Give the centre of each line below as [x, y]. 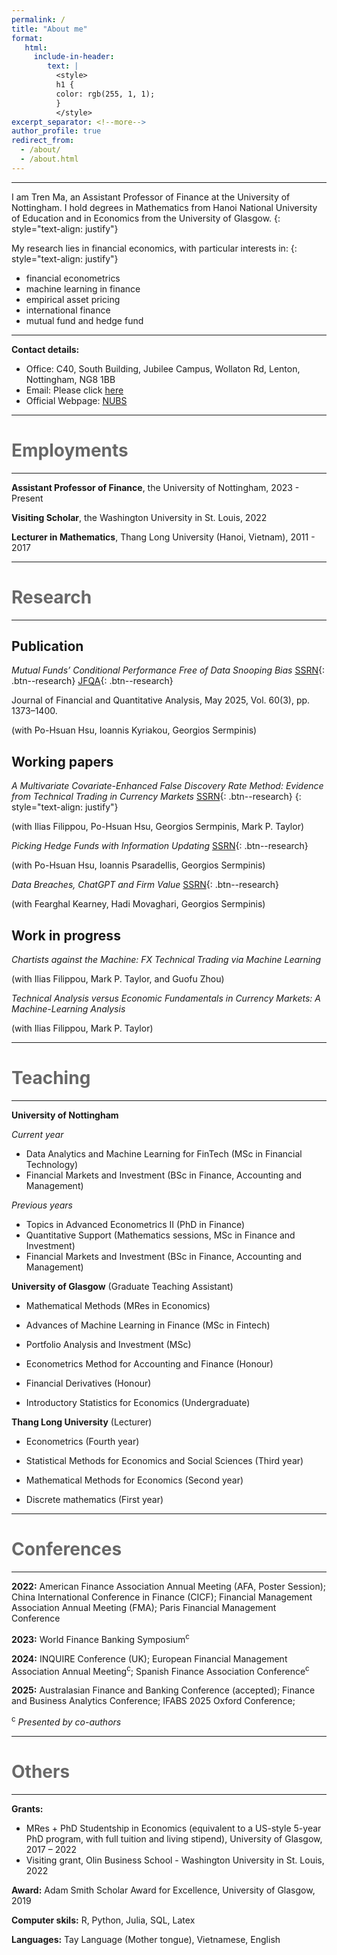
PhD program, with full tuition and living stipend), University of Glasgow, [174, 1838]
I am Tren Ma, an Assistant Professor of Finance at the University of [151, 197]
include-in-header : [74, 57]
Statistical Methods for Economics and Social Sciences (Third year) [164, 1460]
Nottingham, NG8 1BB [70, 379]
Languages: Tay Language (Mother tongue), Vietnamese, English [146, 1939]
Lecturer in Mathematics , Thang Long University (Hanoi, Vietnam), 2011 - [163, 537]
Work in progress [66, 935]
